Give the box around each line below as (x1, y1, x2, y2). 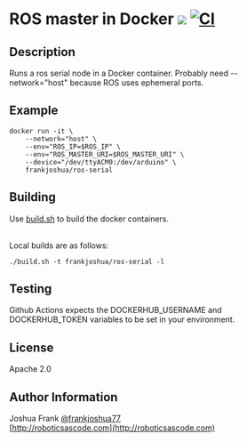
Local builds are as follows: (9, 240, 109, 251)
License (9, 340, 54, 355)
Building (9, 189, 56, 205)
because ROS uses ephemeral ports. (69, 77, 204, 88)
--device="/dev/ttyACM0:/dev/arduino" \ (25, 157, 177, 166)
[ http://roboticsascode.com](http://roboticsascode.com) (9, 422, 216, 433)
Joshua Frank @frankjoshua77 (9, 414, 122, 424)
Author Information (9, 390, 118, 405)
